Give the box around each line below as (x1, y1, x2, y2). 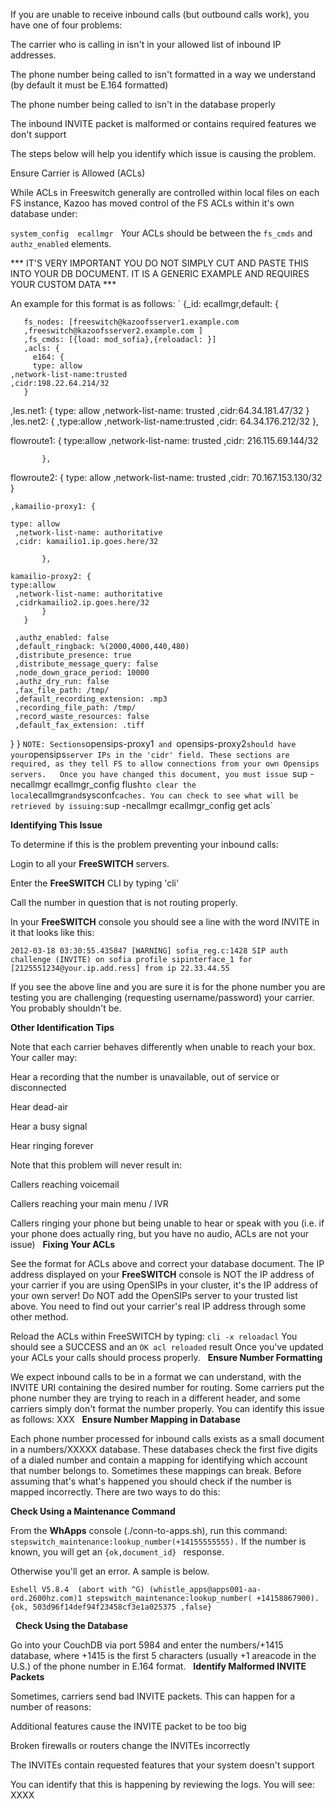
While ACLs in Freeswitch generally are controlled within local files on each (10, 187, 320, 198)
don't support (10, 129, 67, 140)
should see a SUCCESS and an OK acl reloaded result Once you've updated (10, 1341, 324, 1353)
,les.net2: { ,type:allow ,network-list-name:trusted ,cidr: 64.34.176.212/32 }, (10, 415, 319, 427)
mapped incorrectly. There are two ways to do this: (10, 1486, 221, 1498)
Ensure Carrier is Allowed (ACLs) (10, 167, 146, 179)
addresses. (10, 49, 57, 61)
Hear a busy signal (10, 1120, 88, 1132)
